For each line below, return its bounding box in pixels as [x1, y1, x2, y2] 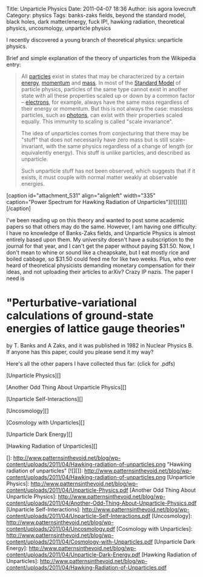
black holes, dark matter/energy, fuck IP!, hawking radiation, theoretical [6, 18, 185, 25]
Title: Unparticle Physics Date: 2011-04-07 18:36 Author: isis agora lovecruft [6, 5, 196, 12]
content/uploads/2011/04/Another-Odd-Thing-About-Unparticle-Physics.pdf [6, 499, 197, 507]
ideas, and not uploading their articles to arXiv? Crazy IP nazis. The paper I [6, 268, 193, 275]
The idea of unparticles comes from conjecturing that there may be [21, 130, 189, 137]
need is [6, 275, 25, 282]
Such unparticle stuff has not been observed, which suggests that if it [21, 167, 196, 174]
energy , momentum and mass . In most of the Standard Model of [21, 79, 181, 86]
